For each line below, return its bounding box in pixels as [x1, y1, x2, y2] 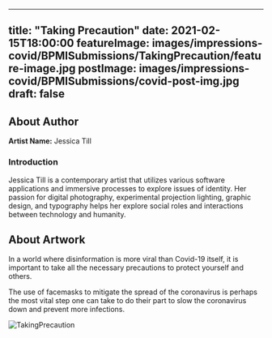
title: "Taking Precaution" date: [8, 24, 169, 37]
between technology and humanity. [8, 209, 127, 219]
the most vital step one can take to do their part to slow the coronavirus [8, 296, 247, 306]
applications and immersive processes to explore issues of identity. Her [8, 183, 247, 193]
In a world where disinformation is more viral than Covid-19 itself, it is [8, 255, 239, 264]
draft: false [8, 87, 65, 101]
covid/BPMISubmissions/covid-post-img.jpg [8, 75, 240, 88]
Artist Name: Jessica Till [8, 136, 91, 146]
